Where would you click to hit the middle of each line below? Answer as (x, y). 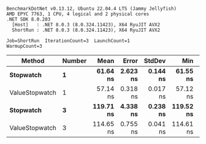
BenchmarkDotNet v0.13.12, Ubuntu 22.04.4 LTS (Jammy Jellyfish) (91, 9)
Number (74, 61)
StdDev (155, 61)
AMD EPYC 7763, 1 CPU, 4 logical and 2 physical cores (78, 14)
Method (33, 61)
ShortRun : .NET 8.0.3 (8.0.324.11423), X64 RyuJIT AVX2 (86, 30)
